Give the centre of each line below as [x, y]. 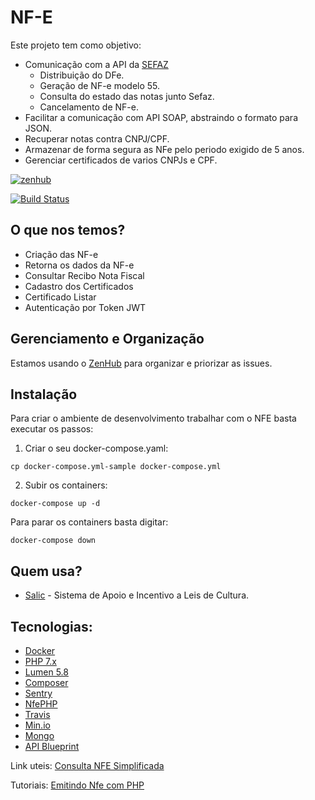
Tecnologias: [51, 626]
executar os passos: [52, 429]
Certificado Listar [60, 297]
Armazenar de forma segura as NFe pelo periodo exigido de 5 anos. [164, 149]
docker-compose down [53, 541]
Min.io [37, 725]
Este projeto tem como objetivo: [76, 45]
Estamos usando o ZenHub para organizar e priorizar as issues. [141, 363]
